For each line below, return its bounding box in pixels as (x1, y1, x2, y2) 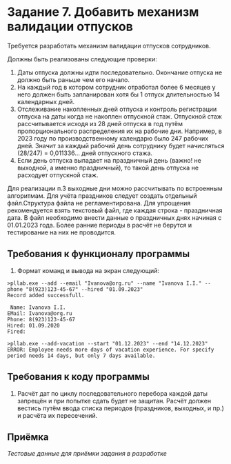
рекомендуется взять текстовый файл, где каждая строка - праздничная (7, 206, 223, 214)
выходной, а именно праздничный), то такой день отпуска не (17, 163, 199, 172)
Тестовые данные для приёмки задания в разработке (7, 450, 168, 458)
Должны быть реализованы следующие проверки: (7, 54, 157, 63)
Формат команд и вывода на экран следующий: (17, 266, 160, 274)
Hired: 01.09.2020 (7, 322, 60, 329)
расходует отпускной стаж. (17, 170, 99, 179)
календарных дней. (17, 97, 75, 105)
